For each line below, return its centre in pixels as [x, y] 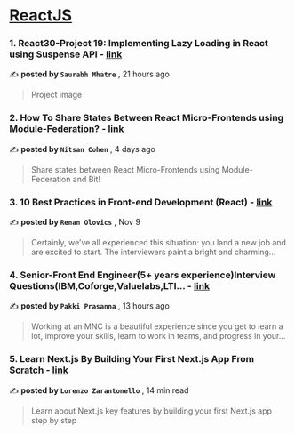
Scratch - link [39, 370]
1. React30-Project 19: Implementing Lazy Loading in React [139, 44]
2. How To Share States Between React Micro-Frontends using [147, 118]
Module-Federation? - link [67, 129]
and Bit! [86, 179]
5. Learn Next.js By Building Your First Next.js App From [132, 359]
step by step [54, 420]
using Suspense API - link [66, 54]
